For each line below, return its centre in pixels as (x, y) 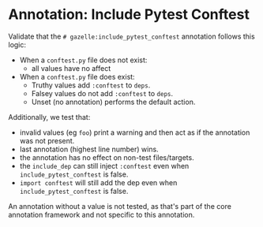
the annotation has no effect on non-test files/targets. (107, 157)
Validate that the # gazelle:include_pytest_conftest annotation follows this (131, 36)
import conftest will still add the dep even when (98, 182)
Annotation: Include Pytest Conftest (129, 15)
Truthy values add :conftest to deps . (91, 85)
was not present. (47, 140)
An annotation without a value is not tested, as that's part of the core (120, 206)
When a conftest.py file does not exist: (83, 60)
